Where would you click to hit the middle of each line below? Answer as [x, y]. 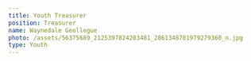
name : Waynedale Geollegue [53, 30]
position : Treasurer [42, 23]
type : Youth [28, 45]
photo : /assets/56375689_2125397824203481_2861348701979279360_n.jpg [126, 38]
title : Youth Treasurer [48, 15]
